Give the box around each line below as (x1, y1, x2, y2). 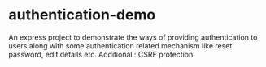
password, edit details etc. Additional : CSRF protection (8, 49, 194, 59)
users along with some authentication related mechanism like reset (8, 40, 233, 50)
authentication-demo (8, 6, 156, 24)
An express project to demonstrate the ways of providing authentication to (8, 32, 258, 42)
